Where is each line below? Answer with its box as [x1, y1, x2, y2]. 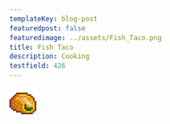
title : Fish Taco [9, 43, 74, 52]
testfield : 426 [9, 62, 66, 70]
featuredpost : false [9, 23, 87, 33]
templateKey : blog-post [9, 14, 98, 23]
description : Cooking [9, 52, 90, 62]
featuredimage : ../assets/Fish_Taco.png [9, 33, 163, 42]
